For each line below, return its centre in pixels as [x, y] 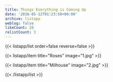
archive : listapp [23, 19]
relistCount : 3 [21, 32]
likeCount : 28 [20, 28]
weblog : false [20, 23]
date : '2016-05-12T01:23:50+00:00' [41, 14]
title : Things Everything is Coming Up [46, 10]
